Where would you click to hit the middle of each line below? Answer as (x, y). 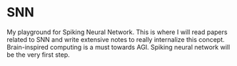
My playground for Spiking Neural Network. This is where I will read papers (117, 32)
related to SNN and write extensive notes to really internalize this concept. (116, 39)
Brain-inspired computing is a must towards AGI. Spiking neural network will (118, 47)
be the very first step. (39, 55)
